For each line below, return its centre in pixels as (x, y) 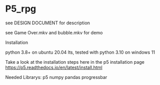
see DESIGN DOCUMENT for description (48, 23)
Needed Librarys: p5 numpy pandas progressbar (56, 77)
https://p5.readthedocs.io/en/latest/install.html (54, 67)
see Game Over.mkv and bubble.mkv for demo (54, 32)
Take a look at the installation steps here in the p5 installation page (75, 62)
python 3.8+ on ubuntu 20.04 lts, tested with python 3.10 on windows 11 (80, 52)
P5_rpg (21, 9)
